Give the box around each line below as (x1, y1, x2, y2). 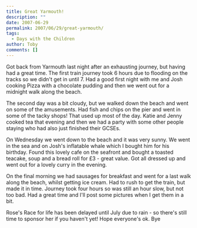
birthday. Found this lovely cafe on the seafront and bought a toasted (6, 148, 173, 156)
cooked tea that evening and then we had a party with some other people (6, 118, 184, 125)
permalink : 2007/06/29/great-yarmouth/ (6, 25, 104, 31)
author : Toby (6, 42, 38, 48)
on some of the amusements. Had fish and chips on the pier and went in (6, 105, 181, 113)
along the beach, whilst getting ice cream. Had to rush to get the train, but (6, 179, 185, 186)
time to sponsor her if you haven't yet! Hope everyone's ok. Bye (6, 215, 161, 222)
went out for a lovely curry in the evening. (6, 161, 107, 168)
